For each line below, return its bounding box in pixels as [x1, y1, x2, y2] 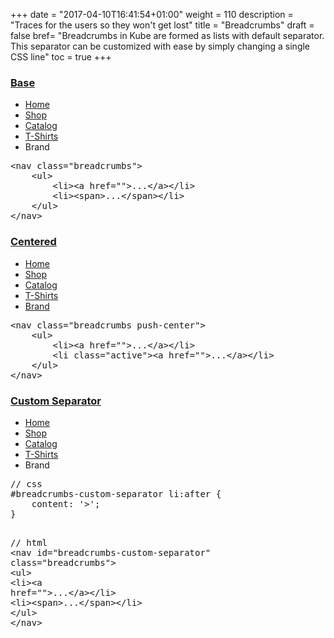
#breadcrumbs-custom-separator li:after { [10, 488, 222, 499]
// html [10, 537, 48, 548]
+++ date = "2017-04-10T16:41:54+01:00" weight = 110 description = [10, 9, 294, 20]
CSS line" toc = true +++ [10, 51, 112, 63]
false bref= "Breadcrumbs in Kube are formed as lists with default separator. [10, 30, 325, 41]
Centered [10, 235, 57, 249]
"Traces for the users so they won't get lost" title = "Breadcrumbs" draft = [10, 19, 315, 31]
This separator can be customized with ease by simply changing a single [10, 40, 311, 52]
